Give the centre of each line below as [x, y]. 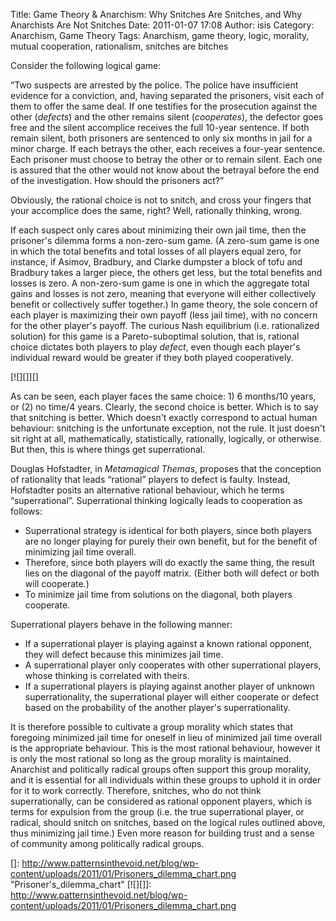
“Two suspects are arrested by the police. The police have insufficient [154, 85]
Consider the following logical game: [86, 65]
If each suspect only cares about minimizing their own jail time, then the [158, 230]
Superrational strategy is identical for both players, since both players [168, 530]
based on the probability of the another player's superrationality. [157, 707]
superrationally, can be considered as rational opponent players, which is [161, 801]
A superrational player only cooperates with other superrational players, [173, 665]
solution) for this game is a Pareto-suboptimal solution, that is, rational [155, 336]
